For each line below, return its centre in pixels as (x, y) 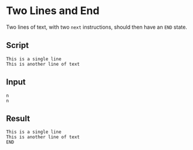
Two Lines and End (53, 11)
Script (18, 45)
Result (18, 118)
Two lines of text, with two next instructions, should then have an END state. (97, 27)
